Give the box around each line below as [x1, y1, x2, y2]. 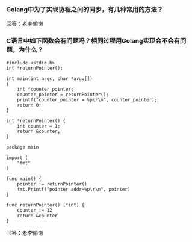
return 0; [17, 102, 42, 108]
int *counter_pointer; [17, 86, 74, 92]
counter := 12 [17, 207, 52, 213]
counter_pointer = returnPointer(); [17, 92, 110, 98]
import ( [6, 155, 28, 161]
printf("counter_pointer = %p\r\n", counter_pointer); [17, 96, 158, 103]
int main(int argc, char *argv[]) [6, 75, 93, 82]
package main [6, 144, 39, 150]
